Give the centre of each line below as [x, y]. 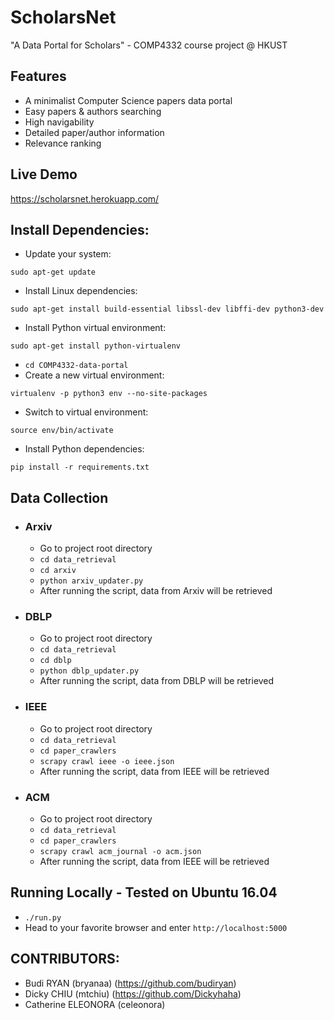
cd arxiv [58, 571]
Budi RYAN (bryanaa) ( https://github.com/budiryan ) [130, 983]
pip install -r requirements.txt [80, 467]
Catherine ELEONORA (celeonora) [95, 1004]
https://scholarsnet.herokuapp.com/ [85, 198]
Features [38, 76]
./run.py [43, 917]
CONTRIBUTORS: [65, 959]
